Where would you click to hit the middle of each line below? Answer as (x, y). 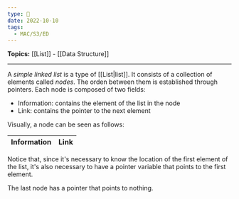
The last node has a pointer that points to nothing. (80, 188)
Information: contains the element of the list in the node (99, 103)
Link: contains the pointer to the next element (84, 111)
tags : (15, 27)
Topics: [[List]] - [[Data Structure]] (58, 54)
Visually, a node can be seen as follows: (66, 124)
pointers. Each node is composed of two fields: (76, 90)
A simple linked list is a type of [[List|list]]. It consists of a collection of (110, 75)
